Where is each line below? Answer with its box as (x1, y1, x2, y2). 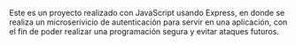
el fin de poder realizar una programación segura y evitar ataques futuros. (9, 26, 279, 36)
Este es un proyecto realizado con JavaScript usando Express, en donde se (9, 8, 285, 18)
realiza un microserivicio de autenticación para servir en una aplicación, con (9, 17, 288, 27)
